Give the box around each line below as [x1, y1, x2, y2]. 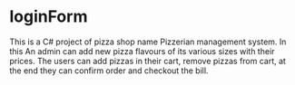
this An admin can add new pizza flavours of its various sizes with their [9, 45, 275, 56]
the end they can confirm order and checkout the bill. [9, 65, 209, 76]
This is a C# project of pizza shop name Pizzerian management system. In [9, 36, 287, 47]
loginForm [9, 6, 88, 27]
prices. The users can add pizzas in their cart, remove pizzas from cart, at [9, 55, 286, 66]
